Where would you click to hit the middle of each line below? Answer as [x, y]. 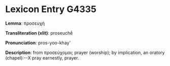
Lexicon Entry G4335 [51, 9]
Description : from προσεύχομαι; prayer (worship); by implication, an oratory [85, 52]
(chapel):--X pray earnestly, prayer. [42, 58]
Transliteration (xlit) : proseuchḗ [39, 33]
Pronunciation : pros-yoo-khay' [38, 43]
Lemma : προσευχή [25, 23]
